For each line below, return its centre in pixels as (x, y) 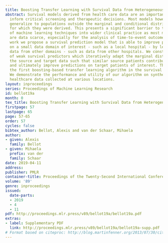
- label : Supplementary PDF (34, 223)
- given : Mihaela (23, 149)
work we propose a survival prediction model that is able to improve (85, 42)
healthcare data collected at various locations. (62, 79)
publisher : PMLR (22, 172)
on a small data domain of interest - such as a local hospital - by (83, 47)
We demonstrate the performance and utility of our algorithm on (79, 75)
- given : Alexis (22, 140)
